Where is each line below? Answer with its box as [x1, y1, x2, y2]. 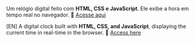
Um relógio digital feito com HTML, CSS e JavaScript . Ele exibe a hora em [6, 5, 190, 12]
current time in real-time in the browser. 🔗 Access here [6, 29, 142, 36]
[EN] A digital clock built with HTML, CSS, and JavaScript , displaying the [6, 23, 187, 30]
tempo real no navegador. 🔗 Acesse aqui [6, 11, 106, 18]
